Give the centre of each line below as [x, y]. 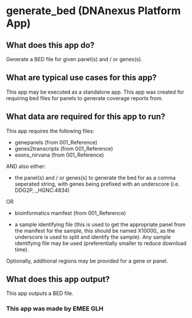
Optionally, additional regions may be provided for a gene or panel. [87, 261]
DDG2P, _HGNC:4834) [42, 190]
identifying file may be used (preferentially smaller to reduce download [100, 243]
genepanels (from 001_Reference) [56, 142]
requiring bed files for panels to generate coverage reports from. [85, 98]
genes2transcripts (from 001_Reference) [64, 148]
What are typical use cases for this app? [82, 78]
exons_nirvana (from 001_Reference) [59, 155]
